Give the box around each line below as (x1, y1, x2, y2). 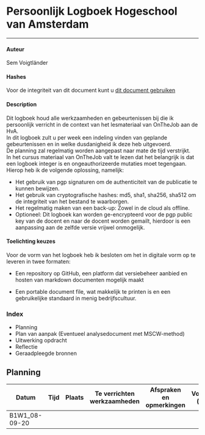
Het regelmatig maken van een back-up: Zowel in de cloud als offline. (15, 204, 190, 212)
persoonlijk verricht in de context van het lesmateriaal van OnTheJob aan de (6, 121, 198, 128)
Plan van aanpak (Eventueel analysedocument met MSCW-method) (15, 330, 185, 338)
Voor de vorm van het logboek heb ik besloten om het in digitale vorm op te (6, 251, 196, 258)
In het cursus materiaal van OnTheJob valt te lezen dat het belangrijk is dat (6, 153, 195, 160)
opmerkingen (145, 401, 186, 409)
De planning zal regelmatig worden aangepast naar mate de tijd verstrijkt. (6, 147, 191, 154)
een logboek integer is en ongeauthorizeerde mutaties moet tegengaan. (6, 160, 187, 167)
